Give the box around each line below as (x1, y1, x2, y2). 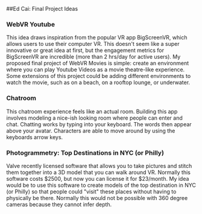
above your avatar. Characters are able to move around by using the (6, 127, 175, 134)
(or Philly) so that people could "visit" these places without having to (6, 187, 177, 195)
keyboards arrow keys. (6, 133, 63, 141)
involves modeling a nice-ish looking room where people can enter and (6, 114, 183, 122)
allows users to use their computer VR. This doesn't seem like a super (6, 41, 180, 48)
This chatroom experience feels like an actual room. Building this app (6, 108, 178, 115)
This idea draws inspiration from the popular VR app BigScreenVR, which (6, 34, 188, 41)
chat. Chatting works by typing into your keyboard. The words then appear (6, 120, 192, 128)
